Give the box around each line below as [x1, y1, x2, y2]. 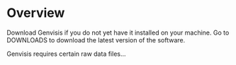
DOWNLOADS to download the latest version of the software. [6, 35, 186, 44]
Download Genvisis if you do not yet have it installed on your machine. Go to [6, 28, 230, 37]
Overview [6, 5, 65, 21]
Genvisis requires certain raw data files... [6, 49, 126, 58]
